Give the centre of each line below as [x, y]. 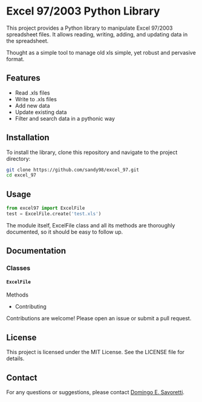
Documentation [36, 251]
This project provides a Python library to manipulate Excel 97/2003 [90, 28]
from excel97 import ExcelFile [46, 208]
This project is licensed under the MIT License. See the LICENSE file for [96, 352]
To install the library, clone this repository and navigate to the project [92, 152]
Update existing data [41, 112]
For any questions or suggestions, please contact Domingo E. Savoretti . [95, 392]
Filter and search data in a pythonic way [65, 118]
